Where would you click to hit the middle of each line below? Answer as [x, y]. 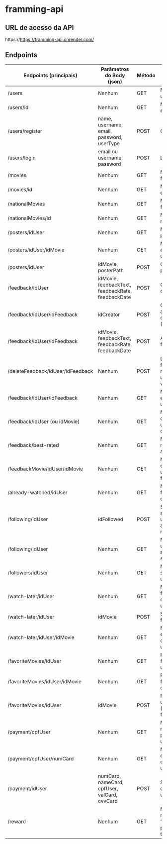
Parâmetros [115, 69]
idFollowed [110, 519]
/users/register [25, 131]
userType [109, 143]
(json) [115, 82]
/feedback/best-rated [33, 445]
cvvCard [108, 801]
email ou [108, 151]
